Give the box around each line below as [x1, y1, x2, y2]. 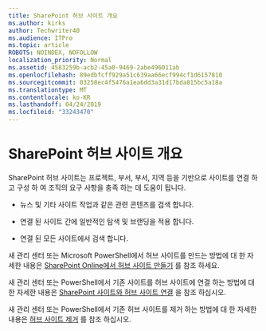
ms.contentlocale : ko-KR [8, 93, 91, 101]
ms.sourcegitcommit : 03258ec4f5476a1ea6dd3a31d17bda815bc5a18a [8, 78, 223, 86]
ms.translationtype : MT [8, 85, 88, 94]
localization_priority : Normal [8, 57, 112, 65]
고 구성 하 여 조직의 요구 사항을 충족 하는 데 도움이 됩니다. [8, 183, 186, 192]
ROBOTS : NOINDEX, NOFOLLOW [8, 49, 98, 57]
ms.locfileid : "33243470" [8, 108, 94, 116]
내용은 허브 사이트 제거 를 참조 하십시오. [8, 314, 131, 324]
